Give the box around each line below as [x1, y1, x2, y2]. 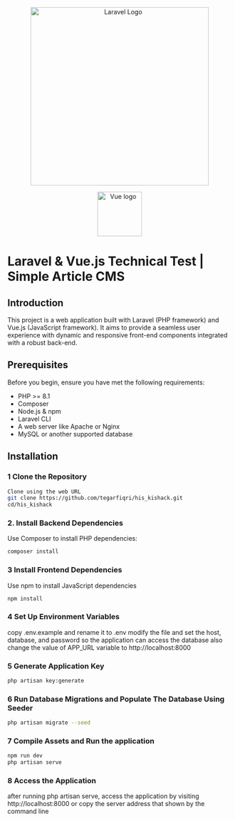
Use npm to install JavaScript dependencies [7, 581, 137, 590]
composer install [7, 548, 59, 556]
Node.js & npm [17, 407, 62, 415]
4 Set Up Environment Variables [7, 612, 120, 622]
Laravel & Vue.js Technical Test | [7, 253, 204, 270]
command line [7, 807, 49, 816]
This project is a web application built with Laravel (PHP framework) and [7, 316, 219, 324]
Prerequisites [7, 359, 68, 371]
